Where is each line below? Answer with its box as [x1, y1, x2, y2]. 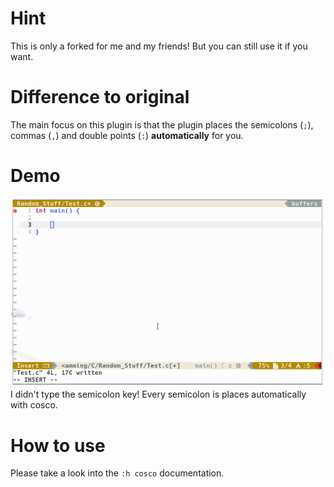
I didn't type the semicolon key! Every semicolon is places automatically [10, 388, 307, 401]
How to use [10, 434, 106, 457]
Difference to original [10, 86, 190, 109]
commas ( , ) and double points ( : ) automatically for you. [10, 129, 244, 141]
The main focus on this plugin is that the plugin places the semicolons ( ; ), [10, 118, 314, 131]
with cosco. [10, 399, 58, 411]
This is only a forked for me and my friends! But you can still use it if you [10, 40, 308, 52]
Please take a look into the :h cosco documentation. [10, 467, 225, 479]
